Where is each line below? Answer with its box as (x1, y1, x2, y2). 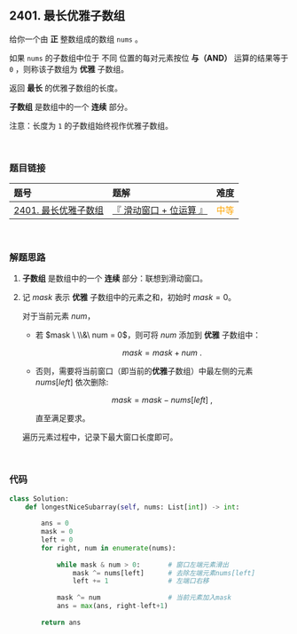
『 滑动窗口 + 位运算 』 (112, 204, 208, 217)
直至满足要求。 (35, 413, 90, 424)
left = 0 (41, 535, 74, 544)
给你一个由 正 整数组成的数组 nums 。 (9, 34, 144, 44)
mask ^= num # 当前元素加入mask (56, 593, 232, 602)
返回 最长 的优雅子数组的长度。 (9, 83, 122, 93)
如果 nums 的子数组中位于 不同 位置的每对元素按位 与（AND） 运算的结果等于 (9, 52, 289, 63)
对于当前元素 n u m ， (21, 311, 96, 321)
